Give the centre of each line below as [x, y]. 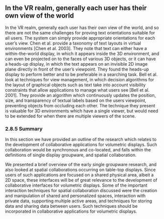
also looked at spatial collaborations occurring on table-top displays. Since [80, 170]
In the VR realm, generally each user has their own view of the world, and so [82, 27]
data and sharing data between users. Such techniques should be [71, 206]
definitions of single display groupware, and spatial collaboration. [71, 155]
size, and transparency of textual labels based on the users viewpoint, [76, 100]
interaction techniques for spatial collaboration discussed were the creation [81, 191]
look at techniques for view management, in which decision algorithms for [80, 79]
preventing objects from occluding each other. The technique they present [80, 105]
